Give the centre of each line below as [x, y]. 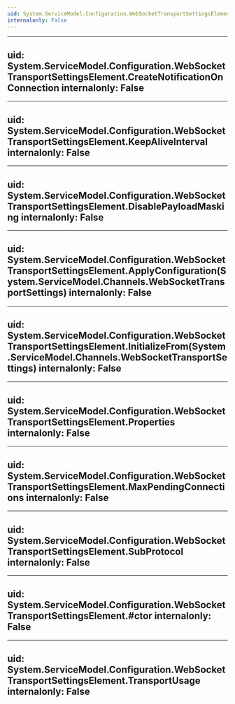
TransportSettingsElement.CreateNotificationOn [115, 77]
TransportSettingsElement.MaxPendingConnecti [116, 487]
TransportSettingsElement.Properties [91, 422]
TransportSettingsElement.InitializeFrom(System [116, 347]
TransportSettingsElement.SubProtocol [95, 551]
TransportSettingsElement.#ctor [80, 616]
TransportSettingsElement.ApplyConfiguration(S [117, 271]
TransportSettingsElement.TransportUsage [104, 681]
